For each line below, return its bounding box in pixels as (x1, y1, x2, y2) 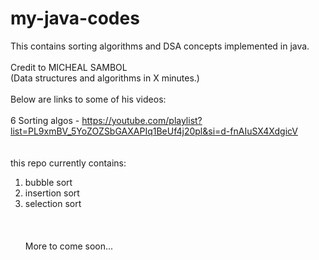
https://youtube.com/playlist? (81, 114, 203, 126)
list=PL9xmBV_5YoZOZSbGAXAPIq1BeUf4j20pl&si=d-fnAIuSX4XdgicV (10, 125, 298, 137)
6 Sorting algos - (10, 114, 80, 126)
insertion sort (24, 187, 80, 199)
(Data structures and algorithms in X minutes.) (10, 72, 200, 84)
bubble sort (24, 176, 73, 188)
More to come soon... (24, 240, 114, 252)
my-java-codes (10, 7, 140, 30)
